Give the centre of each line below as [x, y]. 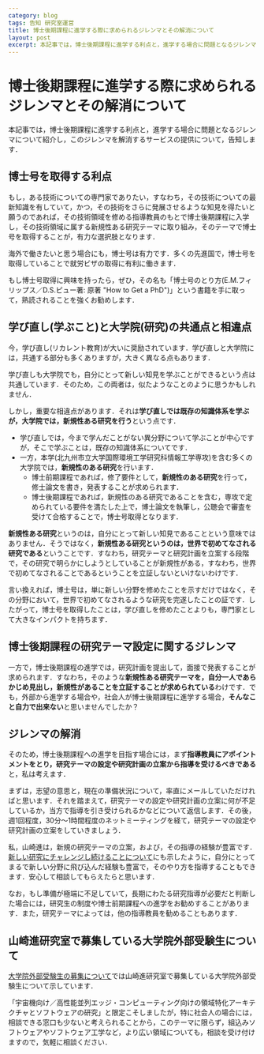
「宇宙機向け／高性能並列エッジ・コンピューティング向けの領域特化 [119, 1003]
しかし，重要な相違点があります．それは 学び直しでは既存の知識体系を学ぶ [129, 411]
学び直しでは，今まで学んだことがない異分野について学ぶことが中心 [130, 437]
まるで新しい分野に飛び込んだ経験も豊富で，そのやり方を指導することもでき [132, 867]
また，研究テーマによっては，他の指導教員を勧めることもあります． [132, 913]
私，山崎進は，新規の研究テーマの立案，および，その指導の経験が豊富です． [132, 847]
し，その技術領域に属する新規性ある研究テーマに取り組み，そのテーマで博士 [132, 227]
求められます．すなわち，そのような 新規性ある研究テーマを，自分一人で [125, 677]
